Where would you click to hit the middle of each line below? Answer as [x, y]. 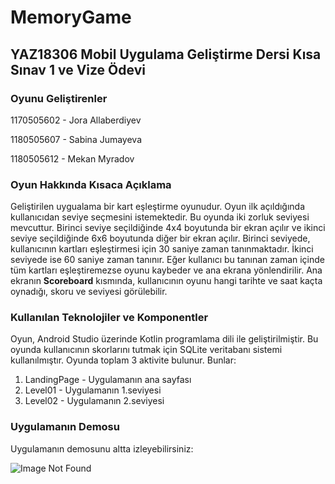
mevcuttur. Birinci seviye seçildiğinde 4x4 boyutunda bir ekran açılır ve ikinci [168, 228]
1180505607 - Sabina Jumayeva [76, 139]
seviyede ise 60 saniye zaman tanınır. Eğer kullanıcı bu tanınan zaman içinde [168, 260]
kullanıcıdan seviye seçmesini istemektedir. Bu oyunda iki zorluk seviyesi [160, 217]
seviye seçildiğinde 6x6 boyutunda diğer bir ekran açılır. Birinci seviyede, [160, 238]
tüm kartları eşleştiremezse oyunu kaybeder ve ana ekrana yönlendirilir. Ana [166, 270]
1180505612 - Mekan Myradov [72, 158]
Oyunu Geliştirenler [59, 98]
